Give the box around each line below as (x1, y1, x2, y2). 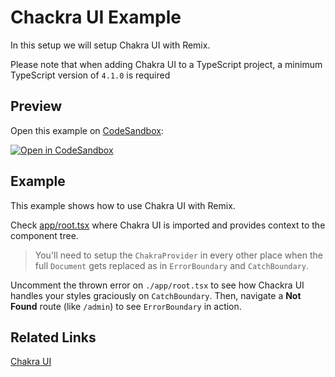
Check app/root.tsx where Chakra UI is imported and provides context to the (10, 219, 326, 231)
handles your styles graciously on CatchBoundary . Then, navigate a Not (10, 289, 302, 301)
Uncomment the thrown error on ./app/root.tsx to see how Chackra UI (10, 279, 305, 291)
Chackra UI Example (10, 6, 182, 29)
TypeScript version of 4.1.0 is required (10, 69, 171, 81)
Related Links (10, 329, 97, 346)
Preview (10, 98, 63, 115)
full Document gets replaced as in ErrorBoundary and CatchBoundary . (34, 259, 310, 271)
